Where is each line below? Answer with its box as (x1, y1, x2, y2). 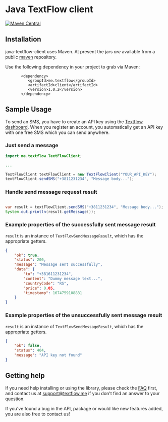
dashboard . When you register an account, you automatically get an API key (5, 124, 163, 130)
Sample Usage (5, 105, 52, 114)
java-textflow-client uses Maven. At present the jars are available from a (5, 48, 155, 54)
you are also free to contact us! (5, 411, 70, 417)
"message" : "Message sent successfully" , (14, 262, 102, 267)
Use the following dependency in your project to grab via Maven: (5, 63, 140, 69)
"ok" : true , (14, 253, 39, 258)
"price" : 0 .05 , (23, 286, 55, 291)
